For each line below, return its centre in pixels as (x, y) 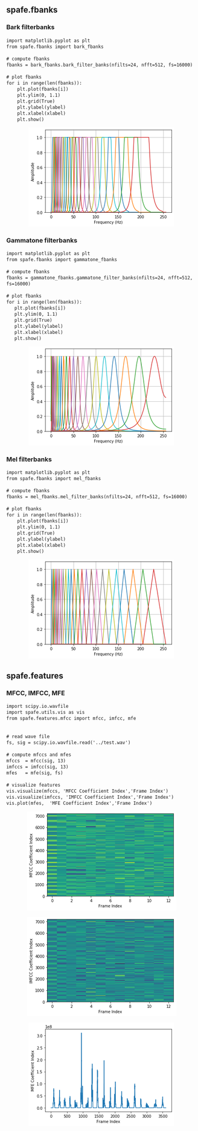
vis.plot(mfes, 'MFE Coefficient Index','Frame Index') (79, 803)
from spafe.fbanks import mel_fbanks (54, 479)
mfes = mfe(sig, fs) (35, 773)
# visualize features (34, 785)
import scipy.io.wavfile (37, 706)
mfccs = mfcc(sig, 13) (36, 761)
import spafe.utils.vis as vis (46, 712)
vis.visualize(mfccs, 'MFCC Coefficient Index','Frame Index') (88, 791)
